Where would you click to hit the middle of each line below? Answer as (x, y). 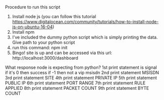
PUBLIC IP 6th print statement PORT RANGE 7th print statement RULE (75, 83)
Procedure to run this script (33, 7)
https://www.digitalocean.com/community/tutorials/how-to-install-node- (85, 22)
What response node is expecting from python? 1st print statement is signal (81, 67)
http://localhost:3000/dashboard (45, 58)
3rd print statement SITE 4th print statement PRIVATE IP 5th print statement (81, 78)
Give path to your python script (44, 42)
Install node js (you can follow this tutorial (54, 16)
